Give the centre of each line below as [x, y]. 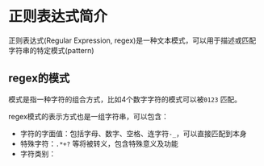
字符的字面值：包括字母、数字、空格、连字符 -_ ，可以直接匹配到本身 [134, 133]
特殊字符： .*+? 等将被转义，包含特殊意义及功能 [99, 143]
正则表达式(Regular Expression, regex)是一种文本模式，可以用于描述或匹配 [132, 40]
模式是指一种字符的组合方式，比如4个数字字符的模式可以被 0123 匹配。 [125, 99]
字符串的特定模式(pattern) [51, 50]
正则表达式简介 [58, 17]
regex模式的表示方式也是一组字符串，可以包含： [89, 116]
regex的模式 [39, 79]
